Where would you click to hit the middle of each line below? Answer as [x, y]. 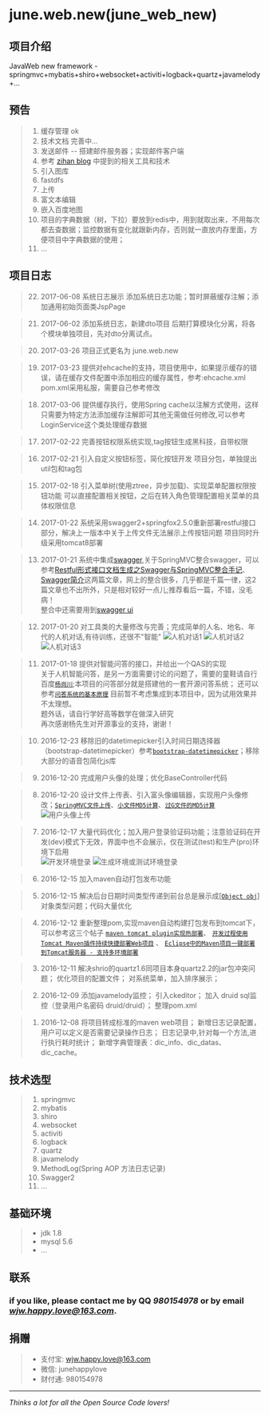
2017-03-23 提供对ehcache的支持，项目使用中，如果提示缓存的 [145, 367]
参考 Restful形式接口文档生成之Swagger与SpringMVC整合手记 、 [145, 569]
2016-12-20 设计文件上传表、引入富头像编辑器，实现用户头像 [141, 795]
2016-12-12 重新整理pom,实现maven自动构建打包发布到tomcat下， [150, 923]
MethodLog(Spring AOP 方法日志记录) [103, 1168]
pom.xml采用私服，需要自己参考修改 [100, 387]
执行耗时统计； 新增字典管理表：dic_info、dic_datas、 [136, 1042]
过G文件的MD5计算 [190, 805]
